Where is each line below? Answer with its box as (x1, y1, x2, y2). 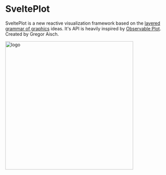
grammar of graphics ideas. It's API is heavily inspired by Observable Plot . (5, 25, 161, 31)
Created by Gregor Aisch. (5, 31, 59, 37)
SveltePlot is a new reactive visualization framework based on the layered (5, 20, 160, 26)
